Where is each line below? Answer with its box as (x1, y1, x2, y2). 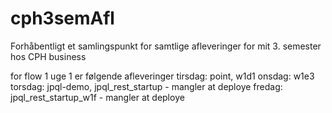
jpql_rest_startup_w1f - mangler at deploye (10, 91, 185, 103)
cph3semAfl (10, 7, 115, 30)
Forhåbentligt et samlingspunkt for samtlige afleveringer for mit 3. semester (10, 40, 322, 52)
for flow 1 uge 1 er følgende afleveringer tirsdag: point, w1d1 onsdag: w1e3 (10, 70, 315, 82)
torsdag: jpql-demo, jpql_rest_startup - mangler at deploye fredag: (10, 80, 283, 92)
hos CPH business (10, 50, 87, 62)
